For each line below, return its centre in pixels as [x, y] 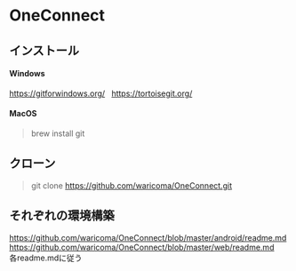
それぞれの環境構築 [62, 215]
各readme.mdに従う [46, 258]
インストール [44, 50]
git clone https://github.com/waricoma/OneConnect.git [132, 185]
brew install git [58, 133]
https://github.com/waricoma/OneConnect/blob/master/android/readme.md [148, 237]
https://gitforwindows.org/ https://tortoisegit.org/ [101, 93]
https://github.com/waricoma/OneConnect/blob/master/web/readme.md [142, 247]
